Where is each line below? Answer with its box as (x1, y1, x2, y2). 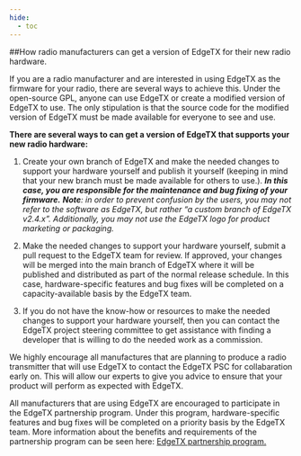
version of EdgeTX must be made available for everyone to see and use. (9, 112, 276, 122)
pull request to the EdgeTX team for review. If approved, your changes (22, 249, 283, 261)
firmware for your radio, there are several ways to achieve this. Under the (9, 83, 281, 94)
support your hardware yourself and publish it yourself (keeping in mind (22, 165, 288, 176)
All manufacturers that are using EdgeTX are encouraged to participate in (9, 398, 280, 408)
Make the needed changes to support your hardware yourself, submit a (22, 240, 286, 251)
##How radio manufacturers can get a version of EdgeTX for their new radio (9, 46, 291, 57)
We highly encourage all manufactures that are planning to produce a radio (9, 352, 288, 362)
